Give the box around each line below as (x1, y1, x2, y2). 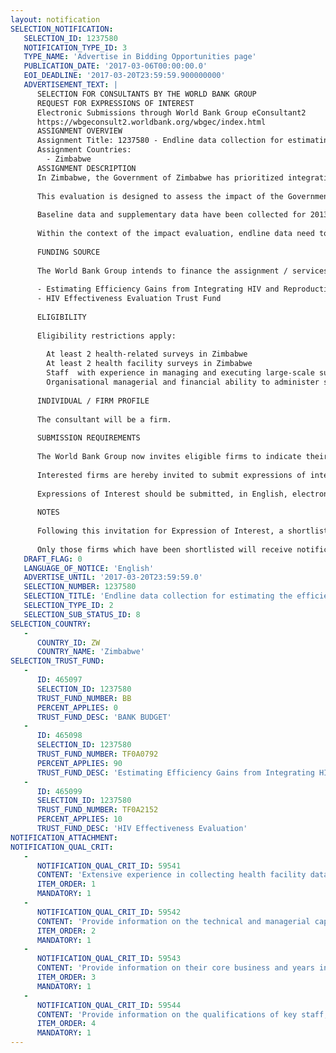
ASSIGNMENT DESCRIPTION (36, 163, 137, 173)
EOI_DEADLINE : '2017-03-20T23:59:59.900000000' (23, 71, 226, 81)
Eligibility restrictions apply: (36, 331, 177, 341)
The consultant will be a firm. (36, 414, 172, 425)
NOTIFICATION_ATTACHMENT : (10, 832, 118, 843)
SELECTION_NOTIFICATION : (10, 24, 114, 34)
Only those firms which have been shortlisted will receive (36, 544, 293, 555)
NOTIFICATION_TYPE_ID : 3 (23, 42, 128, 53)
